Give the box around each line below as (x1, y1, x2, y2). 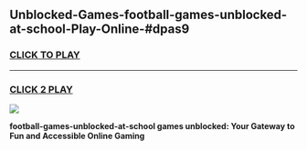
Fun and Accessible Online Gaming (9, 130, 145, 141)
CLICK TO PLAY (9, 49, 80, 62)
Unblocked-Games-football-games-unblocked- (9, 7, 288, 23)
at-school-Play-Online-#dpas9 (9, 22, 190, 37)
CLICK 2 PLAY (9, 83, 73, 95)
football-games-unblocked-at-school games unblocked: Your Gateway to (9, 120, 295, 131)
